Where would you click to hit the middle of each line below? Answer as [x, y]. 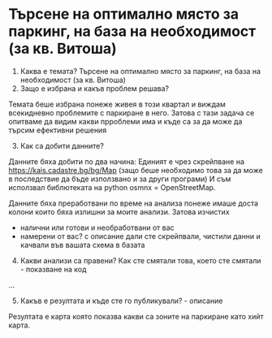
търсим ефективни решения [58, 130]
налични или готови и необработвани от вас [97, 227]
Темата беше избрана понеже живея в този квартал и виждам [117, 104]
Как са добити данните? [62, 145]
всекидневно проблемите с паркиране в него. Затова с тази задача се [132, 113]
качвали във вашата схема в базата [82, 245]
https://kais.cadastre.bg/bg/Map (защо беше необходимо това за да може [136, 170]
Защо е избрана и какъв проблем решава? [94, 88]
